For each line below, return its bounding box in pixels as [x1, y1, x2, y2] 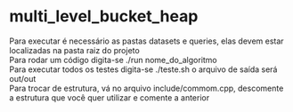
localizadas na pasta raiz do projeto [9, 44, 140, 55]
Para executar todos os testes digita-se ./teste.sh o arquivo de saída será [9, 64, 278, 75]
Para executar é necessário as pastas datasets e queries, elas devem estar [9, 36, 284, 46]
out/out [9, 73, 37, 84]
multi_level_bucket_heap [9, 6, 199, 27]
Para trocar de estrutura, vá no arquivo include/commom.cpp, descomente [9, 83, 284, 93]
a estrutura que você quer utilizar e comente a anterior [9, 92, 210, 103]
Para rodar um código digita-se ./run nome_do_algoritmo [9, 54, 218, 65]
